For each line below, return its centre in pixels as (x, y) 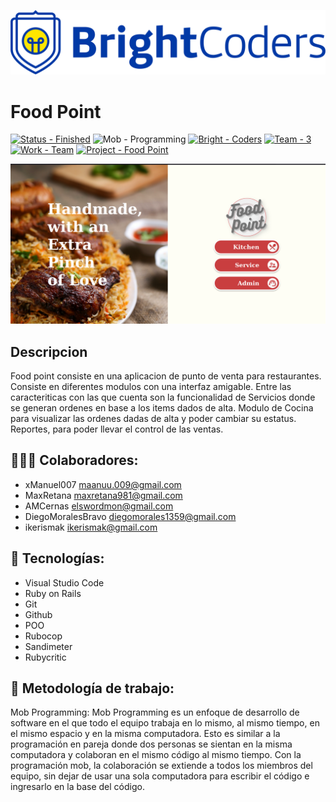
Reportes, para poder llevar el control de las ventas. (117, 429)
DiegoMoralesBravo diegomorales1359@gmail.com (130, 516)
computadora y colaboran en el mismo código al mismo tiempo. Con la (156, 755)
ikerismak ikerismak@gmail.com (91, 527)
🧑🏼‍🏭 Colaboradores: (74, 460)
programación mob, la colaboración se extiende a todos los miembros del (161, 766)
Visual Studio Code (64, 582)
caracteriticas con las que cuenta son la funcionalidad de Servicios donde (163, 397)
